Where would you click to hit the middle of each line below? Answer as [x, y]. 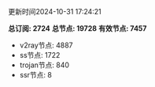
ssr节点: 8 [36, 75]
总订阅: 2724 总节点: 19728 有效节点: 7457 [77, 28]
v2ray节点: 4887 [46, 45]
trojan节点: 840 [44, 65]
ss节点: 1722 [40, 55]
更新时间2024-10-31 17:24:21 [55, 11]
